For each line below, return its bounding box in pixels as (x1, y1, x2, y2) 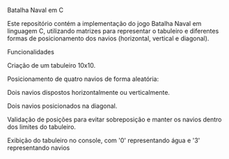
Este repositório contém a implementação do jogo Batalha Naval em (7, 20, 202, 27)
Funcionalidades (7, 48, 54, 56)
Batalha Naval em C (7, 6, 64, 14)
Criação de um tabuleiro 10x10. (7, 61, 96, 69)
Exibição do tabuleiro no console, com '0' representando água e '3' (7, 136, 200, 144)
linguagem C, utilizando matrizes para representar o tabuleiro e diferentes (7, 27, 219, 35)
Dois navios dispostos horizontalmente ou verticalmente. (7, 89, 171, 96)
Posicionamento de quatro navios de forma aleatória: (7, 75, 159, 83)
